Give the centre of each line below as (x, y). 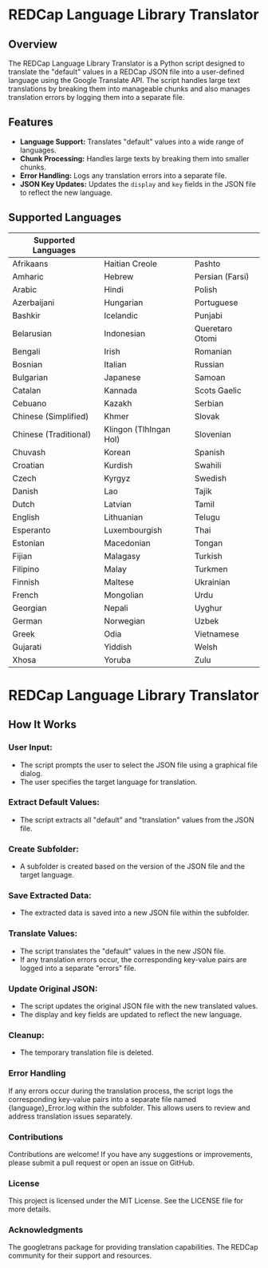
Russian (209, 364)
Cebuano (30, 403)
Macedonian (127, 543)
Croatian (28, 465)
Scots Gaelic (218, 390)
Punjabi (209, 315)
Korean (117, 452)
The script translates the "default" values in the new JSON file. (123, 951)
